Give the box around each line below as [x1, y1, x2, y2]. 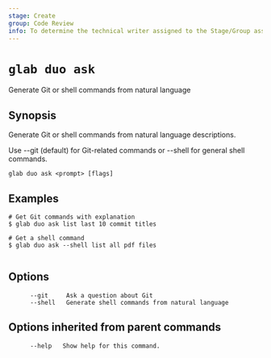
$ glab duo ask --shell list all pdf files [8, 241, 157, 249]
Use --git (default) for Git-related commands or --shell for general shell [8, 146, 245, 156]
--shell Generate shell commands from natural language [29, 298, 229, 306]
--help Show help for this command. [29, 342, 161, 350]
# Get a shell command [8, 234, 85, 242]
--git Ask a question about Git [29, 291, 153, 299]
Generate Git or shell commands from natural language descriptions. [8, 130, 236, 139]
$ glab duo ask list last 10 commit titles [8, 219, 157, 228]
